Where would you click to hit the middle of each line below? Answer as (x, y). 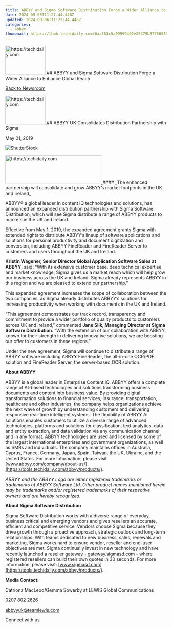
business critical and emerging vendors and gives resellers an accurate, (81, 521)
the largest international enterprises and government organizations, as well (84, 442)
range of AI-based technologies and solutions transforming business (78, 387)
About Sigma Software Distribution (43, 506)
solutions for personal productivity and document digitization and (74, 240)
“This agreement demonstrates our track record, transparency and (76, 314)
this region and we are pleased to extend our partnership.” (67, 283)
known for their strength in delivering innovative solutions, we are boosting (84, 336)
